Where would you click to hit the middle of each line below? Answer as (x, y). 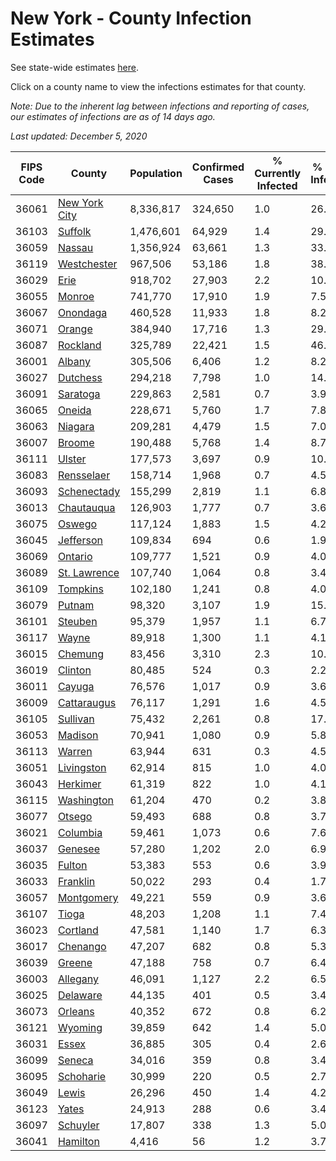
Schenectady (89, 491)
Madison (78, 735)
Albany (74, 361)
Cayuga (76, 686)
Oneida (74, 410)
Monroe (76, 296)
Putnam (76, 605)
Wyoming (80, 1027)
